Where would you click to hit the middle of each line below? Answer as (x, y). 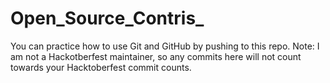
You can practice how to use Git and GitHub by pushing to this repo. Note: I (165, 46)
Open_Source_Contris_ (107, 18)
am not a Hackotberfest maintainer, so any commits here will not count (156, 56)
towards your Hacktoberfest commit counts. (101, 67)
